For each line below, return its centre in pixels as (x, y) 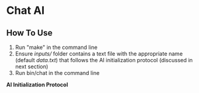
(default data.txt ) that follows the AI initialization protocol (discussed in (104, 60)
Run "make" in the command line (56, 47)
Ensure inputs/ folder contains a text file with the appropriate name (99, 54)
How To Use (30, 33)
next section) (32, 66)
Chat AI (26, 11)
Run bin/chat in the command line (57, 73)
